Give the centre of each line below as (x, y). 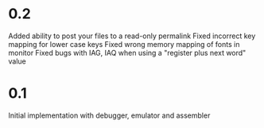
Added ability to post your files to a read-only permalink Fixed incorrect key (132, 36)
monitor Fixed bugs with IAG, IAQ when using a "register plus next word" (127, 52)
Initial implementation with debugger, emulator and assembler (109, 115)
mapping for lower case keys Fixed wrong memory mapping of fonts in (124, 44)
